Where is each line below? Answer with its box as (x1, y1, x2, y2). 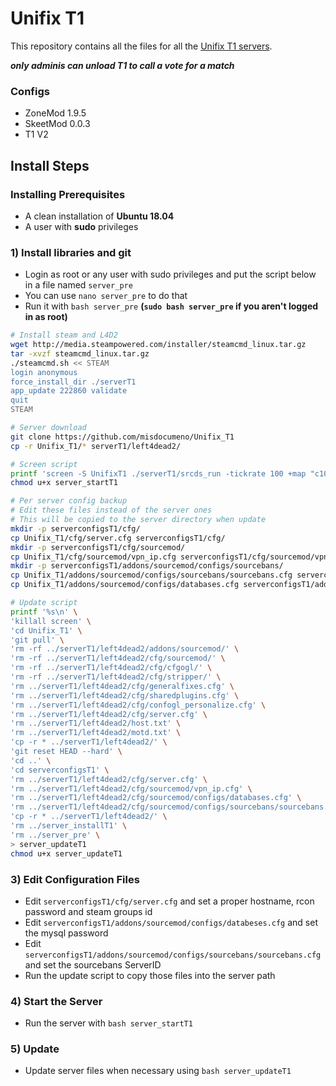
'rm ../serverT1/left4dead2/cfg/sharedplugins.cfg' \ (10, 690, 240, 701)
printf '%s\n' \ (10, 607, 78, 617)
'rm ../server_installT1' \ (10, 821, 128, 831)
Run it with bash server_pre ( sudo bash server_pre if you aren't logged (24, 300, 319, 312)
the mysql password (24, 927, 109, 939)
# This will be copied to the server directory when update (10, 515, 267, 525)
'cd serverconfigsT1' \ (10, 765, 110, 775)
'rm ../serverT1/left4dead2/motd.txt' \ (10, 728, 182, 738)
